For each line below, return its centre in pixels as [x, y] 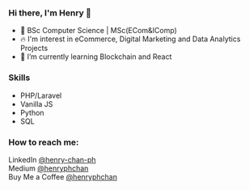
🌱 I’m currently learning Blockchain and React [96, 57]
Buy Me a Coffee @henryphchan [63, 176]
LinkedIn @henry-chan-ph [52, 159]
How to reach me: [44, 142]
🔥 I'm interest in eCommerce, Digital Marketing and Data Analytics [130, 39]
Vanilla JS [36, 103]
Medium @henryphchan [49, 168]
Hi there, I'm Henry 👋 [50, 13]
